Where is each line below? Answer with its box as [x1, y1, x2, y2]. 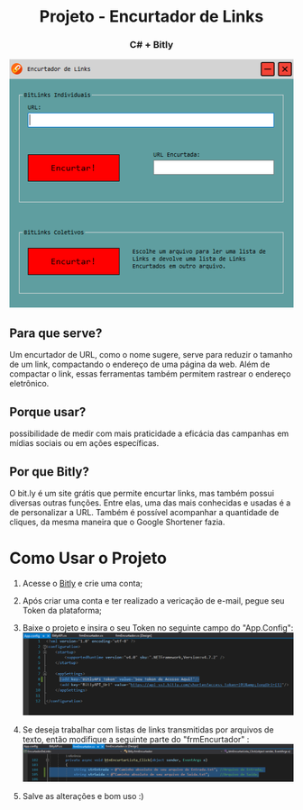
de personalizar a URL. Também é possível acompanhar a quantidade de [9, 506, 280, 517]
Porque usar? [9, 404, 87, 420]
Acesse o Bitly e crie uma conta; [22, 578, 142, 588]
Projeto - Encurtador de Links [39, 6, 264, 27]
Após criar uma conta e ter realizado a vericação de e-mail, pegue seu [22, 595, 285, 605]
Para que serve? [9, 325, 103, 341]
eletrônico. [9, 378, 50, 389]
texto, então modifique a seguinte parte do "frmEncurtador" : [22, 733, 250, 744]
